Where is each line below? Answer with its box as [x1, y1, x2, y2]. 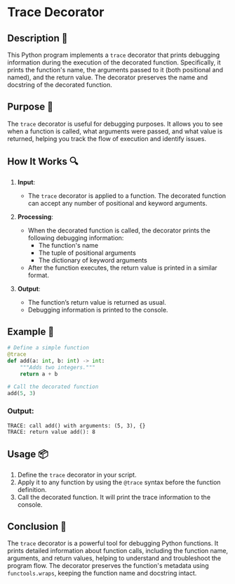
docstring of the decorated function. [7, 81, 112, 88]
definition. [17, 485, 47, 493]
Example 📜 [7, 326, 55, 338]
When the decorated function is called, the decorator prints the [27, 226, 210, 234]
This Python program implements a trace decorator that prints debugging [7, 51, 220, 59]
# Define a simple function [7, 345, 90, 352]
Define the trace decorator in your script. [17, 470, 137, 479]
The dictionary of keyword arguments [38, 255, 147, 264]
